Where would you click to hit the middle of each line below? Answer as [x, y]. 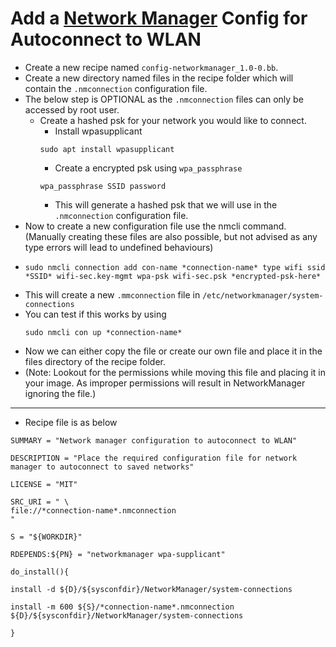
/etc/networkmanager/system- [263, 295]
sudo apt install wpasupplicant [107, 149]
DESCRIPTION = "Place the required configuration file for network [154, 458]
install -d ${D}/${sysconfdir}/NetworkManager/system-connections [151, 589]
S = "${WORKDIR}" [46, 537]
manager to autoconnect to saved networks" [102, 467]
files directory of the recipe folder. [95, 361]
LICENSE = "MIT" [44, 484]
